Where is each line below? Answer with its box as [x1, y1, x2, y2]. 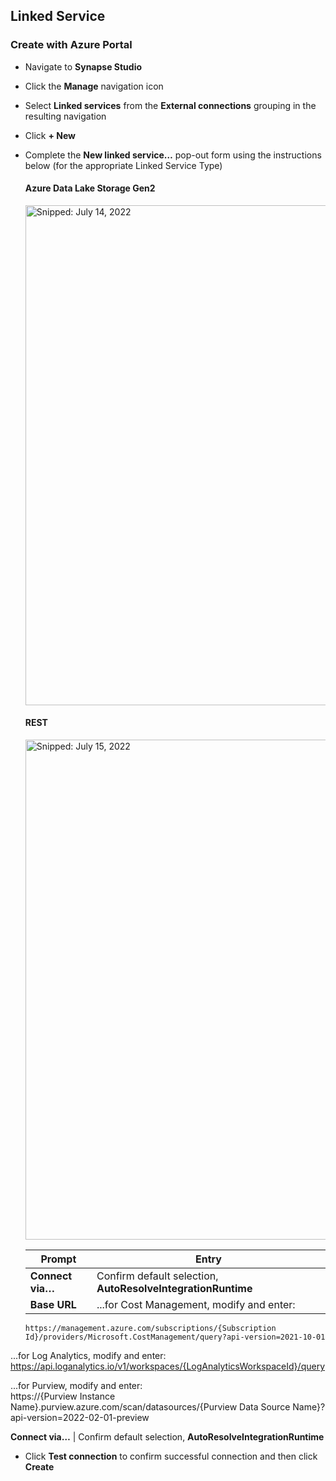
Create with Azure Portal [10, 38, 133, 52]
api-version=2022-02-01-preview [10, 1412, 150, 1424]
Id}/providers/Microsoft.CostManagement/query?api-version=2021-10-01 [24, 1332, 326, 1343]
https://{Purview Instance [10, 1390, 116, 1403]
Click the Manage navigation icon [24, 80, 164, 92]
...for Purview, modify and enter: [10, 1380, 143, 1392]
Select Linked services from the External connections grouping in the [24, 99, 317, 111]
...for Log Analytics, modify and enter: [10, 1350, 167, 1362]
